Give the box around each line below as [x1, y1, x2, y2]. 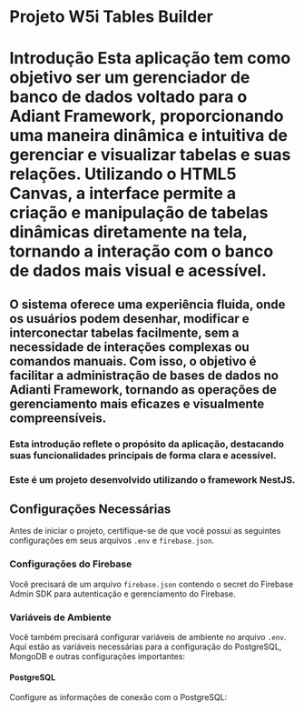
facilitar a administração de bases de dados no [9, 367, 279, 383]
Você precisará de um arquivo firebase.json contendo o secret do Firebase [9, 578, 294, 589]
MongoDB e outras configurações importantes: [9, 651, 186, 662]
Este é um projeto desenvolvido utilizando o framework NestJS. [9, 473, 296, 486]
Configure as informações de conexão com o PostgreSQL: [9, 692, 228, 703]
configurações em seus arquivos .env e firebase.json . [9, 535, 215, 547]
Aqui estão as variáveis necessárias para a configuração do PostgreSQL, [9, 641, 282, 652]
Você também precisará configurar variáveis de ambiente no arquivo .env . [9, 632, 287, 643]
